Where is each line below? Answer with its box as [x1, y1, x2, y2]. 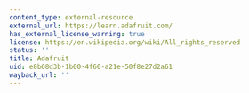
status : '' [9, 46, 50, 55]
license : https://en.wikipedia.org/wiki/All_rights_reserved [9, 37, 241, 47]
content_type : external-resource [9, 12, 133, 22]
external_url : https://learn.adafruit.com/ [9, 21, 173, 30]
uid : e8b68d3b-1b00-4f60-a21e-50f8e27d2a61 [9, 63, 173, 72]
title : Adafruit [9, 54, 69, 63]
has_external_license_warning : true [9, 29, 145, 38]
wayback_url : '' [9, 71, 69, 80]
